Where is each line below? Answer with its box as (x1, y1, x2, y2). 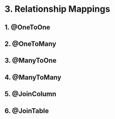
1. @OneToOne (4, 23, 50, 31)
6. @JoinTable (4, 107, 49, 115)
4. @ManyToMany (4, 73, 62, 82)
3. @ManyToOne (4, 57, 57, 65)
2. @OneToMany (4, 39, 57, 48)
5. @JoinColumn (4, 90, 57, 98)
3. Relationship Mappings (4, 3, 111, 15)
